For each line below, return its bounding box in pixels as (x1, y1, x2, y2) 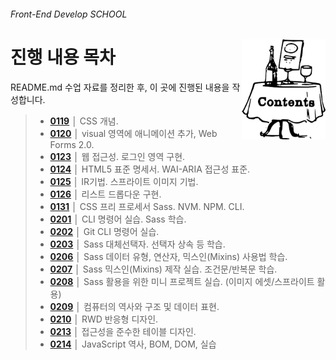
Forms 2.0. (49, 138, 95, 150)
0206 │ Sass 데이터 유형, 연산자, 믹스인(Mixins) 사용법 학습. (49, 250, 288, 262)
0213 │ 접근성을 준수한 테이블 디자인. (49, 325, 197, 337)
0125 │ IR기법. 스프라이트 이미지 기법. (49, 175, 199, 187)
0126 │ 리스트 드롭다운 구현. (49, 188, 162, 200)
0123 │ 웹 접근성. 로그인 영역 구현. (49, 150, 186, 162)
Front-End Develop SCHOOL (10, 8, 128, 20)
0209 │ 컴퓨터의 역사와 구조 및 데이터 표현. (49, 300, 220, 312)
